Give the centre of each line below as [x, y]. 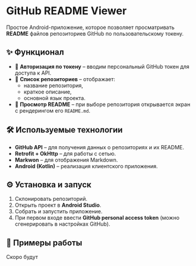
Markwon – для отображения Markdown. [66, 160]
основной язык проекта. [55, 98]
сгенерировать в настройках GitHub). [62, 224]
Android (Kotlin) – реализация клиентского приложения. [86, 166]
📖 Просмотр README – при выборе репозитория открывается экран [102, 104]
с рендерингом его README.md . [53, 110]
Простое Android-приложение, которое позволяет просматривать [90, 27]
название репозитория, [53, 85]
